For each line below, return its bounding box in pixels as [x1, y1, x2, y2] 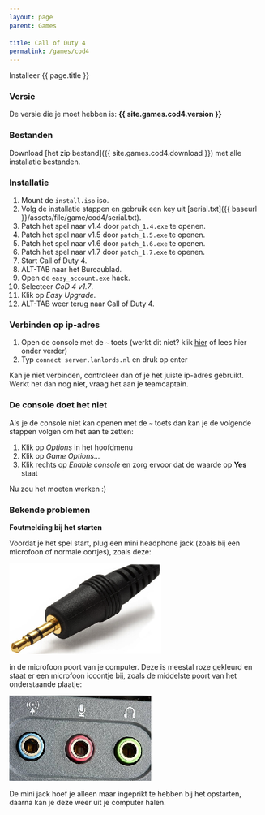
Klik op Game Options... [20, 451, 100, 460]
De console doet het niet [9, 399, 108, 411]
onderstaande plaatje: [9, 679, 83, 689]
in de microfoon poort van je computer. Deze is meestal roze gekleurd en [9, 662, 253, 671]
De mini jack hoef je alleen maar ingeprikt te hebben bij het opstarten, [9, 788, 242, 799]
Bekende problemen [9, 504, 91, 515]
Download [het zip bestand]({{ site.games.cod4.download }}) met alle [9, 148, 242, 157]
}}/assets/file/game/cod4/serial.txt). [20, 213, 142, 222]
